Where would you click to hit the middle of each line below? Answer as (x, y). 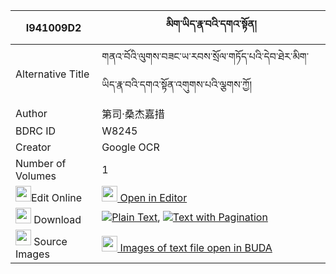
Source (50, 241)
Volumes (36, 176)
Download (57, 219)
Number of (41, 163)
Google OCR (130, 147)
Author (31, 113)
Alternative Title (52, 74)
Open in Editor (153, 197)
